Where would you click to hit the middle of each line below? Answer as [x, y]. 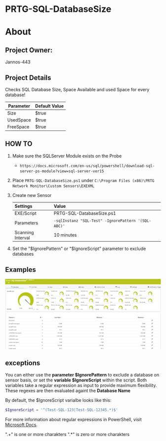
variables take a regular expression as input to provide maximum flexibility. [81, 385]
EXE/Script [26, 213]
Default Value [50, 106]
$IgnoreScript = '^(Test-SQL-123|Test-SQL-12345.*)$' [62, 410]
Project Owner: [29, 50]
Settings [23, 206]
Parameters [26, 223]
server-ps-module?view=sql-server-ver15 [62, 171]
